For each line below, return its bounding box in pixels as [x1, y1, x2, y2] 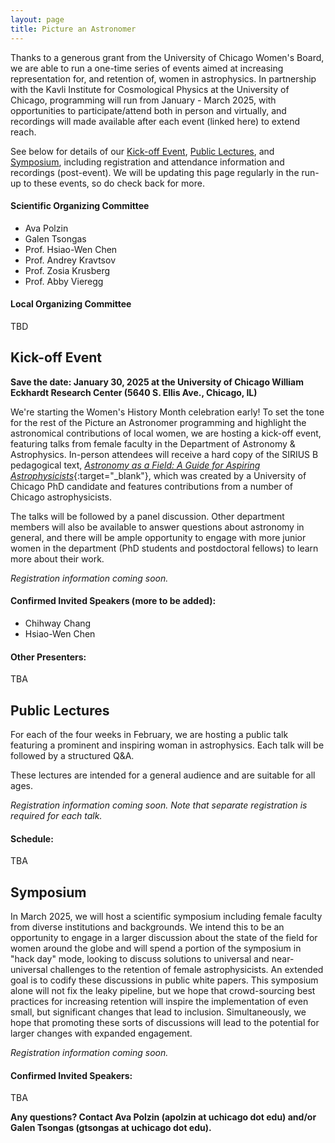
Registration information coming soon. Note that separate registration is [10, 799, 308, 811]
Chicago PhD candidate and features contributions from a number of [10, 480, 294, 492]
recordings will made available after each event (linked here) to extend [10, 115, 301, 127]
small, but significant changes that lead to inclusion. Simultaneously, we [10, 1006, 307, 1018]
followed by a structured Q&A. [10, 749, 135, 761]
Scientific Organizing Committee [10, 200, 150, 212]
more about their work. [10, 552, 105, 565]
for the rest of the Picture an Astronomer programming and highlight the [10, 416, 307, 428]
